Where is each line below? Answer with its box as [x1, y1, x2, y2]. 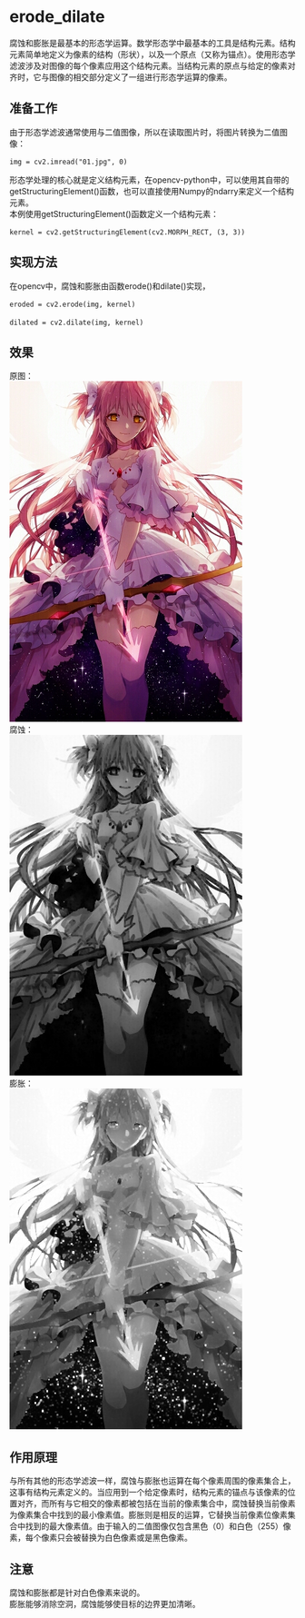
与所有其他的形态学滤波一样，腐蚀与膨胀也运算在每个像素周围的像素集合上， [9, 1475, 296, 1486]
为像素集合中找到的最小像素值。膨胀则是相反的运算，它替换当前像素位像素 [9, 1510, 288, 1521]
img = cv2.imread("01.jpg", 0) [9, 157, 128, 166]
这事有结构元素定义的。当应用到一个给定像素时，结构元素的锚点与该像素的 [9, 1487, 288, 1498]
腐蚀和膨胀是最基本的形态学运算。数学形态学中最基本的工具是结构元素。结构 [9, 37, 296, 48]
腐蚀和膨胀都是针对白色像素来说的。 [9, 1587, 145, 1598]
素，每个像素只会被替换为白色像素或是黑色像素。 [9, 1533, 192, 1544]
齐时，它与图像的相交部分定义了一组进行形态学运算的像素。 [9, 71, 232, 83]
